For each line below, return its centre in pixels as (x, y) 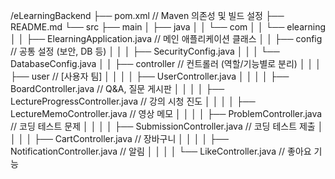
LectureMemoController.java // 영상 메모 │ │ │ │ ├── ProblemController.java (166, 113)
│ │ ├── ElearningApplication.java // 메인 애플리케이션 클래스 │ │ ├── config (166, 38)
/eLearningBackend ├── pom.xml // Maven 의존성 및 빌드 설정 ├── (147, 15)
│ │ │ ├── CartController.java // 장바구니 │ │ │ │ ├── (119, 138)
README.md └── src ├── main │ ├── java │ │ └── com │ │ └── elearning (168, 27)
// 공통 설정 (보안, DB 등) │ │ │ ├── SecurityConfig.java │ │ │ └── (145, 51)
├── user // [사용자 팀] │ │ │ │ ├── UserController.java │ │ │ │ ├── (150, 76)
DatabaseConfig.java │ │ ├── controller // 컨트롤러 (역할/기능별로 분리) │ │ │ (166, 63)
